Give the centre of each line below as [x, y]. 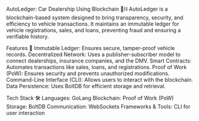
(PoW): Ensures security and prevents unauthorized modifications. [88, 73]
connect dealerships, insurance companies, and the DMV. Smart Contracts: [99, 61]
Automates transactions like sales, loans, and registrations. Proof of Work [97, 67]
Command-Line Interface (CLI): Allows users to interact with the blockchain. [99, 80]
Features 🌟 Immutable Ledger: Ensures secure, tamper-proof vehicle [91, 48]
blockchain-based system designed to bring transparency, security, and [95, 18]
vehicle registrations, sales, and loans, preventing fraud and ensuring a [94, 30]
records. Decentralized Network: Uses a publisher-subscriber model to [94, 54]
